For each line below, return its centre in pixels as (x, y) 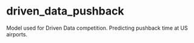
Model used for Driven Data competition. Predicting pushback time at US (97, 28)
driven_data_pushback (65, 11)
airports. (17, 34)
